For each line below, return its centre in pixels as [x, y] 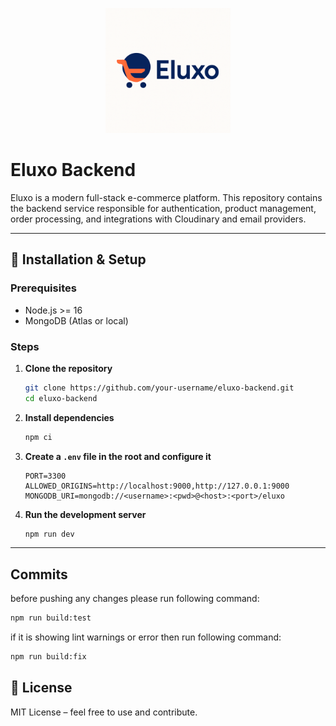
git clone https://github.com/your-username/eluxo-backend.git [159, 388]
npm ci [38, 437]
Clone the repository [68, 368]
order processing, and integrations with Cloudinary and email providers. [158, 219]
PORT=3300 [45, 476]
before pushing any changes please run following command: [135, 599]
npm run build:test [51, 618]
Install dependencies [69, 417]
